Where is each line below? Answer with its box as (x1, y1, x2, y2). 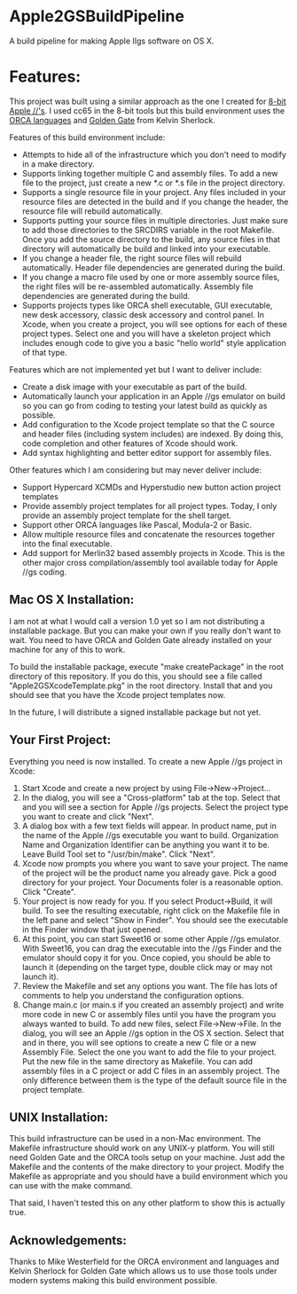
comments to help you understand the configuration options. (21, 990, 245, 1000)
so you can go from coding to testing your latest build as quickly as (21, 400, 268, 411)
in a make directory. (21, 158, 95, 169)
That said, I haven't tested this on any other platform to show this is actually (9, 1197, 285, 1208)
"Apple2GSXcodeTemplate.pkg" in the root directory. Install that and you (9, 680, 273, 691)
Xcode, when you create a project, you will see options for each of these (21, 318, 288, 329)
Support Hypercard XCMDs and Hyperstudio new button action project (21, 482, 281, 492)
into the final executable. (21, 538, 113, 549)
